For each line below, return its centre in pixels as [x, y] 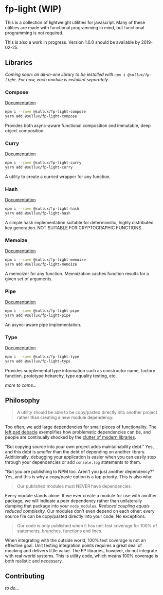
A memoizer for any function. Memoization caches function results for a [77, 273]
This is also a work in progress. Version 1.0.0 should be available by [72, 42]
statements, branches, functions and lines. [60, 531]
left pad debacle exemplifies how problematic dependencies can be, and [78, 432]
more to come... [21, 385]
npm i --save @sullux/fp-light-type [42, 357]
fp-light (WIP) [33, 9]
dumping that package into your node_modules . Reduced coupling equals [77, 506]
